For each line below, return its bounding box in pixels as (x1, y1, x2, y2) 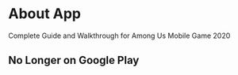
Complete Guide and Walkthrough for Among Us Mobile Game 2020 (8, 31, 231, 40)
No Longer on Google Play (8, 54, 140, 67)
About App (8, 5, 82, 23)
